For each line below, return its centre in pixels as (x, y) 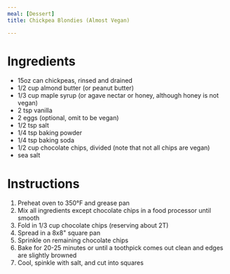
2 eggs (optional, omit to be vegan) (68, 118)
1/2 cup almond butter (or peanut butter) (76, 88)
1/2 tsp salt (33, 125)
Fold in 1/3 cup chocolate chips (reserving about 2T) (93, 226)
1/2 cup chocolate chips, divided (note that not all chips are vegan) (114, 148)
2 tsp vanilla (35, 110)
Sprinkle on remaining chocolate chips (73, 240)
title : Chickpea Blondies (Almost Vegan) (69, 20)
